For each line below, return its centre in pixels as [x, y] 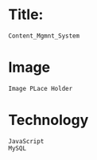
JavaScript [26, 141]
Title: [26, 15]
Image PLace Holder [41, 88]
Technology [48, 120]
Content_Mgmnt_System [44, 36]
